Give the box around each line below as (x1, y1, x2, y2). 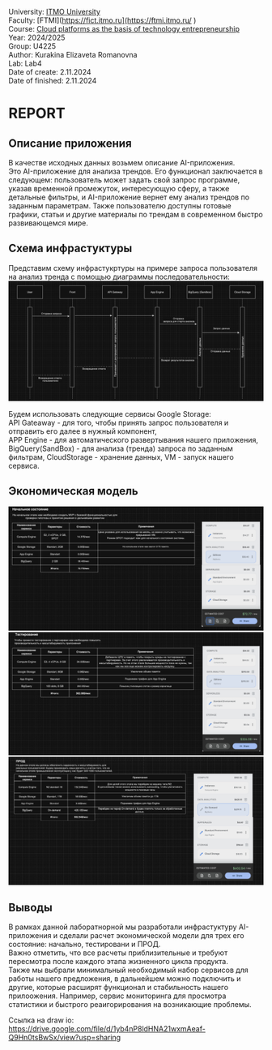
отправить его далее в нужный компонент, (8, 426, 157, 436)
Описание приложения (8, 136, 132, 150)
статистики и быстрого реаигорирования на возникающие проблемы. (8, 1000, 253, 1009)
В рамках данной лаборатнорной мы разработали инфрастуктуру (8, 922, 237, 932)
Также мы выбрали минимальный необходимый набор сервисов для (8, 965, 249, 975)
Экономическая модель (8, 484, 139, 498)
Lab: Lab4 (8, 58, 42, 68)
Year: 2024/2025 (8, 32, 66, 42)
